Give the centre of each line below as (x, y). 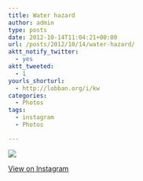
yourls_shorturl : (37, 81)
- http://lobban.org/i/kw (58, 88)
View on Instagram (38, 168)
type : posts (27, 30)
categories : (27, 96)
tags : (17, 110)
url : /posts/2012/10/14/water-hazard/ (71, 45)
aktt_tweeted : (31, 67)
